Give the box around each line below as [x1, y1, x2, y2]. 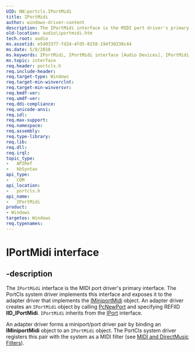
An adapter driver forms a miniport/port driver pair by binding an [6, 320, 162, 327]
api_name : [6, 194, 30, 199]
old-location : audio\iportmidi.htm [6, 30, 93, 36]
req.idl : [6, 112, 27, 118]
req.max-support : [6, 118, 48, 123]
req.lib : [6, 139, 27, 145]
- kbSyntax [6, 166, 38, 172]
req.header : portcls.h [6, 63, 61, 69]
